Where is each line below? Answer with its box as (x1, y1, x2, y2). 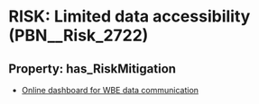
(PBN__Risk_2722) (8, 25, 149, 46)
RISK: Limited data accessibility (8, 6, 251, 27)
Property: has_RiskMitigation (8, 61, 177, 76)
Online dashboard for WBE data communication (21, 85, 199, 95)
